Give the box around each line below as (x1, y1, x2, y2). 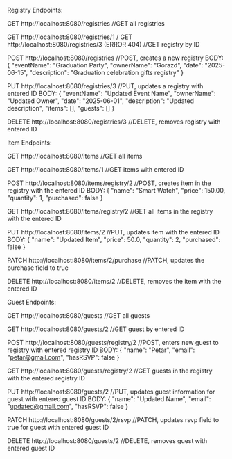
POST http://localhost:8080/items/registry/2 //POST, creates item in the (7, 179, 211, 187)
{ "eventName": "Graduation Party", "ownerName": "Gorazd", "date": (7, 61, 204, 69)
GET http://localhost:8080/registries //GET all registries (7, 19, 165, 27)
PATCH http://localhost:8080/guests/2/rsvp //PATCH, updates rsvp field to (7, 416, 220, 424)
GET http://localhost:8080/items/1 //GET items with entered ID (7, 166, 184, 173)
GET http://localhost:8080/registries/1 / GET (7, 33, 133, 41)
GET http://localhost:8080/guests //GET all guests (7, 312, 150, 319)
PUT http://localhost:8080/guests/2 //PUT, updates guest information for (7, 387, 215, 396)
